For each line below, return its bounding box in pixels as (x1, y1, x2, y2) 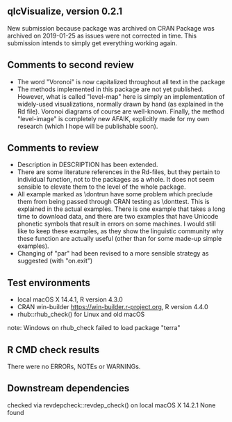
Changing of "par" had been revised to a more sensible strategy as (17, 249, 209, 258)
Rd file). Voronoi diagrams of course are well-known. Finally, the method (17, 107, 224, 116)
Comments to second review (7, 59, 134, 71)
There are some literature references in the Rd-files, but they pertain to (17, 168, 221, 176)
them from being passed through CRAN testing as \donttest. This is (17, 198, 210, 206)
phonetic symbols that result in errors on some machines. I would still (17, 219, 217, 228)
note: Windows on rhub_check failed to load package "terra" (7, 324, 181, 332)
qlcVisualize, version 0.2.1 (7, 6, 123, 17)
